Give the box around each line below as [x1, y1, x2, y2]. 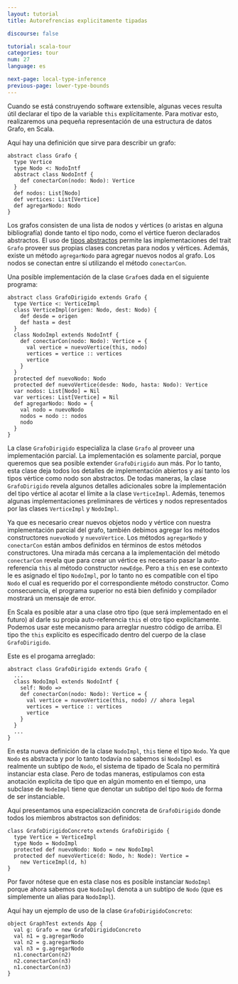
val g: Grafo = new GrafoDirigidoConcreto [13, 926, 141, 933]
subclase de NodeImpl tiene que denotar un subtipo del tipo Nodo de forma [7, 784, 223, 793]
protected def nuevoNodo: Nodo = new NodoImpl [13, 846, 154, 853]
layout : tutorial [7, 10, 59, 18]
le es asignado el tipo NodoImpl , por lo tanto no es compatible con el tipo [7, 571, 219, 580]
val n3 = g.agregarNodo [13, 945, 84, 952]
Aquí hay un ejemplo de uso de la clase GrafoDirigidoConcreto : [7, 906, 193, 915]
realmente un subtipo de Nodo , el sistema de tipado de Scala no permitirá [7, 762, 220, 770]
